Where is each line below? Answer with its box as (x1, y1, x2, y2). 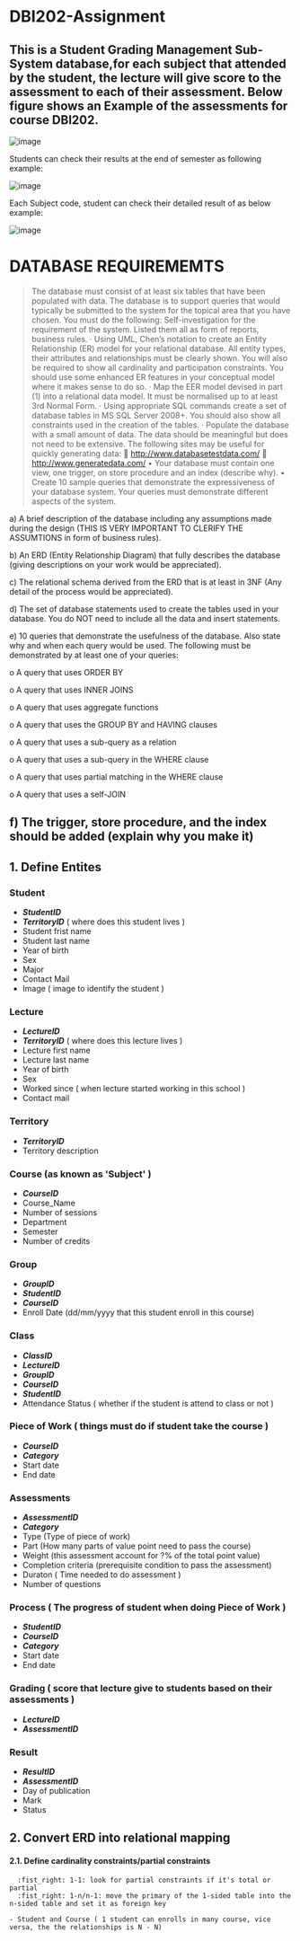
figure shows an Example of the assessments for (9, 98, 288, 113)
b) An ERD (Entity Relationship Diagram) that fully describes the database (9, 550, 281, 560)
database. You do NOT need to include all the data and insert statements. (9, 613, 281, 623)
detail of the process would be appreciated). (9, 586, 173, 596)
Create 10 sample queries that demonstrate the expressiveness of (31, 476, 276, 487)
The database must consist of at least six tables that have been (31, 286, 266, 296)
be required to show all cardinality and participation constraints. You (31, 362, 285, 373)
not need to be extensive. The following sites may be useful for (31, 438, 265, 449)
